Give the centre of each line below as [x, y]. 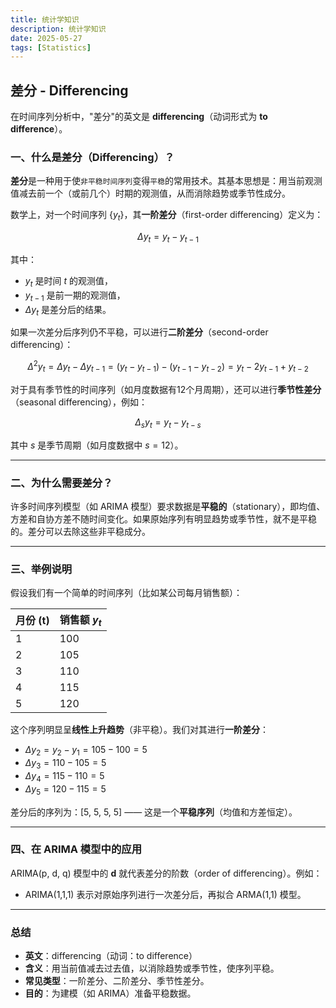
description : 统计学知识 [58, 29]
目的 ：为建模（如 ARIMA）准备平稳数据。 [110, 993]
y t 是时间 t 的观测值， [68, 281]
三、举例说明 [41, 569]
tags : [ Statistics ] [51, 47]
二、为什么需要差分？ [61, 483]
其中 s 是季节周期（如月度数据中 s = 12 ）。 [97, 445]
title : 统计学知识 [45, 19]
